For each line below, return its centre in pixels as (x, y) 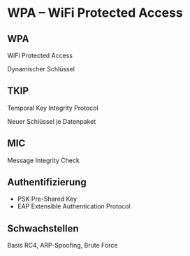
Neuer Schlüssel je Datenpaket (52, 121)
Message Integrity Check (44, 160)
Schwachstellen (43, 228)
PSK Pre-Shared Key (47, 199)
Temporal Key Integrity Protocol (53, 108)
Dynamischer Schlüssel (41, 69)
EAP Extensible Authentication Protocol (74, 206)
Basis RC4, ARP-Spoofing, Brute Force (63, 246)
